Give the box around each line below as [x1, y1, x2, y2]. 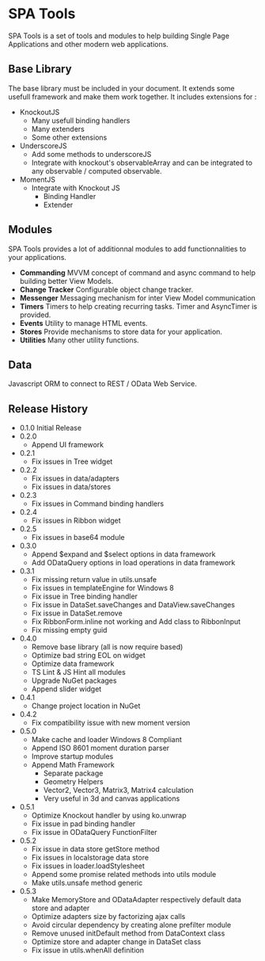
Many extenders [31, 124, 85, 133]
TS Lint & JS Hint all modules [31, 668, 127, 677]
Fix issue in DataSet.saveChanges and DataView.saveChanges [31, 600, 236, 610]
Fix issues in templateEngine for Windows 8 [31, 584, 174, 593]
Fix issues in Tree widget [31, 457, 113, 466]
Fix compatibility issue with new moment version [31, 718, 191, 728]
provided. [19, 310, 51, 320]
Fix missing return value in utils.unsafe [31, 575, 157, 584]
